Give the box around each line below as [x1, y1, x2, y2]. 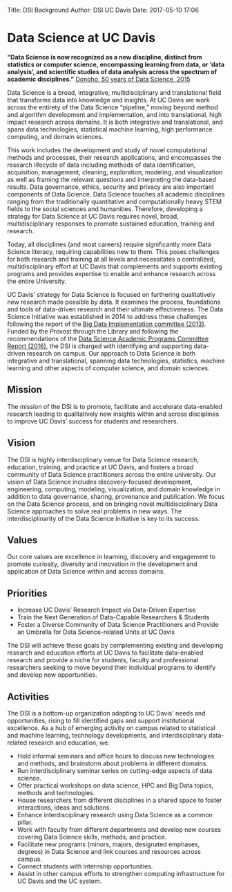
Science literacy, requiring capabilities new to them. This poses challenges [7, 247, 220, 255]
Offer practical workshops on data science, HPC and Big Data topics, [17, 781, 214, 790]
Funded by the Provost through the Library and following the [7, 327, 179, 335]
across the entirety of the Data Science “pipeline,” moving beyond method [7, 103, 219, 111]
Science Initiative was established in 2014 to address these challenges [7, 312, 208, 320]
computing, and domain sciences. [7, 132, 104, 140]
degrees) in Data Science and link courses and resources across [17, 848, 202, 855]
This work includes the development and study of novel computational [7, 145, 208, 154]
